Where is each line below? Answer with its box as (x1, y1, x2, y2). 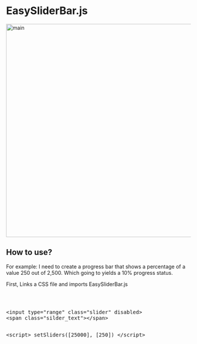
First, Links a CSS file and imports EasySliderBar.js (6, 280, 128, 288)
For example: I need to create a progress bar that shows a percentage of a (6, 263, 186, 270)
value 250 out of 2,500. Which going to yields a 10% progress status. (6, 269, 173, 276)
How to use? (6, 247, 53, 257)
